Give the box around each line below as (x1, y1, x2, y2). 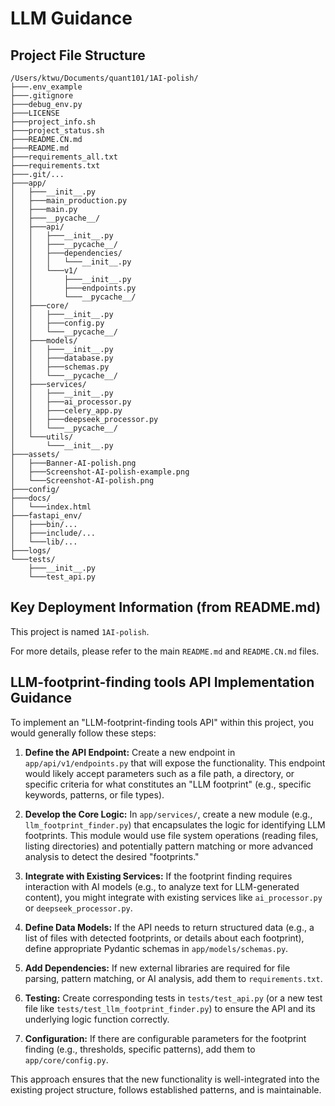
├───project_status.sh (10, 126, 105, 136)
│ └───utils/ (10, 432, 74, 442)
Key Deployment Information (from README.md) (10, 599, 322, 616)
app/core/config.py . (24, 1053, 109, 1066)
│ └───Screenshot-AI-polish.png (10, 476, 155, 486)
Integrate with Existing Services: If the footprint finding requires (24, 870, 293, 882)
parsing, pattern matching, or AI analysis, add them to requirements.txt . (24, 972, 323, 984)
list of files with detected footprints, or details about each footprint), (24, 932, 305, 944)
